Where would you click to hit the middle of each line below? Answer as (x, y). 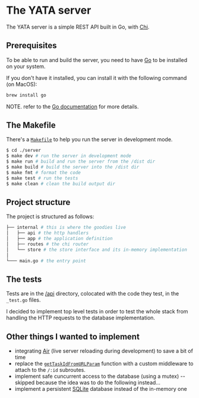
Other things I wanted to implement (73, 336)
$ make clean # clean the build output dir (61, 184)
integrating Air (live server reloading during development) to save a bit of (104, 351)
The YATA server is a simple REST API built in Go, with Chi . (78, 27)
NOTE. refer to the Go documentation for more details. (72, 106)
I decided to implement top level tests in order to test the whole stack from (97, 312)
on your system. (26, 66)
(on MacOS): (22, 84)
